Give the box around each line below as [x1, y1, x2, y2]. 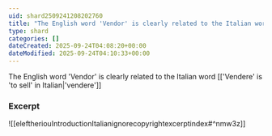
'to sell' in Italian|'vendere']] [8, 80, 102, 90]
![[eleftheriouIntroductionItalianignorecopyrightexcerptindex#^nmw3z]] [8, 119, 246, 129]
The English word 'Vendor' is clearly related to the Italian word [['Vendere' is [8, 72, 263, 81]
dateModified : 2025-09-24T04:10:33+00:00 [8, 49, 151, 57]
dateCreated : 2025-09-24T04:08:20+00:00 [8, 42, 147, 50]
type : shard [8, 27, 49, 35]
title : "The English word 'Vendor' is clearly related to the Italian [8, 19, 252, 28]
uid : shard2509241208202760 [8, 11, 104, 20]
